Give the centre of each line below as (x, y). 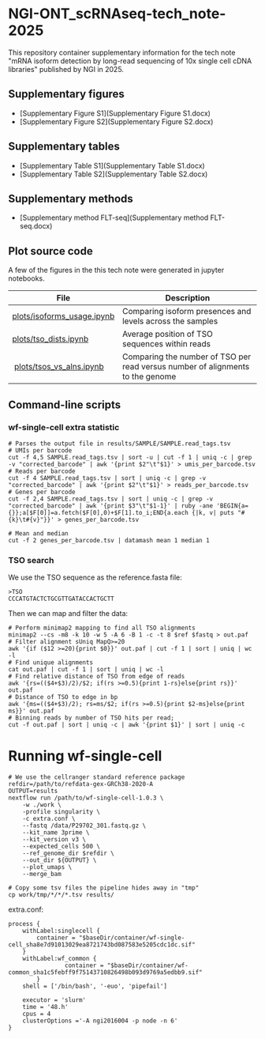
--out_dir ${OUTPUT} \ (60, 860)
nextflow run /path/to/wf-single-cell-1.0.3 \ (86, 798)
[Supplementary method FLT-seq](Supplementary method (114, 217)
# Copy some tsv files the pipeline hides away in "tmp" (104, 888)
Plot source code (50, 251)
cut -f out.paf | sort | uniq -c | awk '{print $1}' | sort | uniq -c (127, 725)
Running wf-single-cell (85, 756)
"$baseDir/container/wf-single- (132, 938)
